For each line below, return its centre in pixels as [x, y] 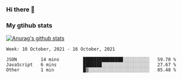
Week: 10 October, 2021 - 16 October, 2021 [61, 49]
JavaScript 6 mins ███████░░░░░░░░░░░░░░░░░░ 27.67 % [91, 65]
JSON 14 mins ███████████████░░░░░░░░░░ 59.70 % [91, 60]
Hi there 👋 [21, 10]
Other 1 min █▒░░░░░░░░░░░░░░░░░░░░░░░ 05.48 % [91, 70]
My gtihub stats [29, 25]
